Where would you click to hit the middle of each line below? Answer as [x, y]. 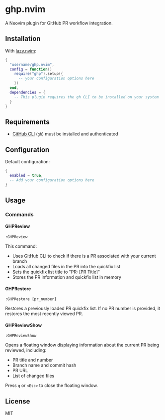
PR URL [20, 371]
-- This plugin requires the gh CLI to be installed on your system [86, 97]
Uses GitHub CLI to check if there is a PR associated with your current [84, 256]
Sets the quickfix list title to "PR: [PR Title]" [56, 272]
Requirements [27, 122]
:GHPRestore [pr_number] [31, 299]
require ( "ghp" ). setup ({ [39, 74]
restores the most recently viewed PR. [44, 314]
